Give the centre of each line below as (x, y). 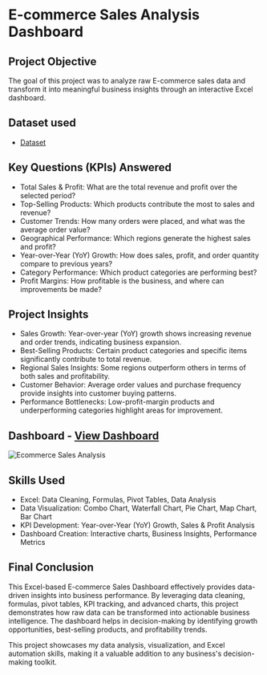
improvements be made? (61, 289)
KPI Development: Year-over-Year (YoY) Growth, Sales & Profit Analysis (137, 525)
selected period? (48, 195)
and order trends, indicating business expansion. (101, 342)
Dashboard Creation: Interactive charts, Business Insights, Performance (138, 534)
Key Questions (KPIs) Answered (90, 167)
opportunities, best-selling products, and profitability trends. (108, 629)
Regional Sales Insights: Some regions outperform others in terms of (133, 368)
